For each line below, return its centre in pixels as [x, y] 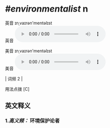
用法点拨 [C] [17, 89]
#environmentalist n [47, 9]
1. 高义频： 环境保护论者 [32, 121]
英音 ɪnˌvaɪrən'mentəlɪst [29, 23]
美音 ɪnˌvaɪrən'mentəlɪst [29, 51]
